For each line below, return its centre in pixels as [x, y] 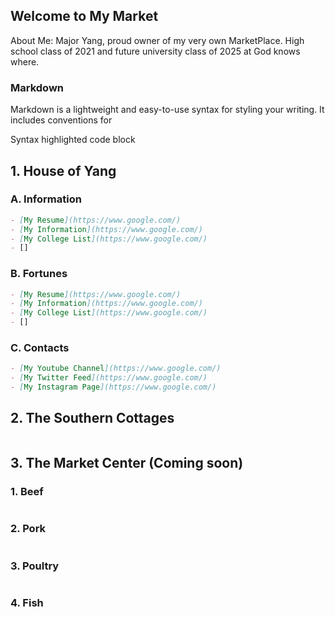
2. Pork [28, 529]
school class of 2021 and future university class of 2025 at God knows [155, 51]
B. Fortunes [39, 274]
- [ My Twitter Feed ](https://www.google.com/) [109, 378]
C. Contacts [40, 348]
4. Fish [27, 603]
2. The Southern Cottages [92, 418]
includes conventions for [61, 120]
